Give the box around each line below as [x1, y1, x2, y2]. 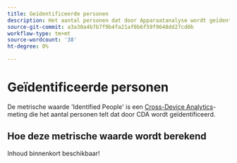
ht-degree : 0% [7, 43, 49, 50]
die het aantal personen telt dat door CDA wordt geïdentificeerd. [29, 110, 216, 118]
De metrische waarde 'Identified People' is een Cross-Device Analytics [7, 103, 214, 111]
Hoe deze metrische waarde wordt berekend [7, 131, 207, 143]
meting [7, 110, 28, 118]
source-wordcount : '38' [7, 37, 78, 44]
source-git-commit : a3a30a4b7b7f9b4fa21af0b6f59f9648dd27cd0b [7, 23, 194, 30]
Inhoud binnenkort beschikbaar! [7, 149, 100, 157]
